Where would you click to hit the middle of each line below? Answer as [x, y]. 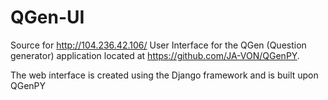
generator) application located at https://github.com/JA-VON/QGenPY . [155, 55]
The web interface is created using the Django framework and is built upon [164, 75]
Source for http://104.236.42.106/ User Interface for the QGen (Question [158, 45]
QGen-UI [47, 17]
